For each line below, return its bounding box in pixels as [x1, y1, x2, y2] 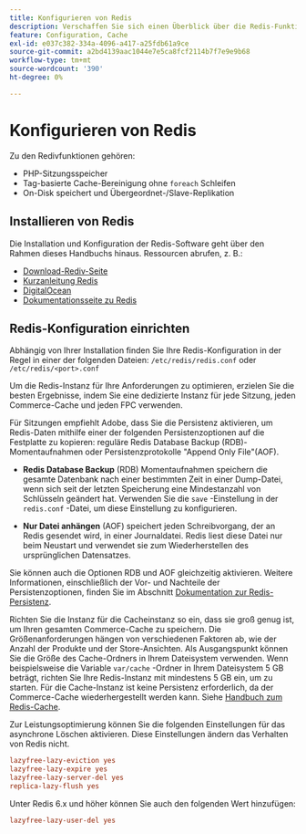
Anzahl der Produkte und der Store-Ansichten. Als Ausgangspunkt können [9, 643, 289, 654]
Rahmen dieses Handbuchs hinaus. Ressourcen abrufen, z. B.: [9, 247, 243, 258]
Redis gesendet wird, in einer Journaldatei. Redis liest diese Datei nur [22, 530, 283, 541]
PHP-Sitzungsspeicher [22, 168, 108, 179]
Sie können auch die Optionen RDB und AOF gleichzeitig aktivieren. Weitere [9, 568, 293, 579]
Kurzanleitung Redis [22, 275, 98, 286]
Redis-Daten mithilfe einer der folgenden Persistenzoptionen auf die [9, 427, 265, 438]
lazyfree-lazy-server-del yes [9, 773, 125, 783]
